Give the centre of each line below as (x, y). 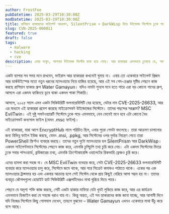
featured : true (21, 33)
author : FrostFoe (23, 10)
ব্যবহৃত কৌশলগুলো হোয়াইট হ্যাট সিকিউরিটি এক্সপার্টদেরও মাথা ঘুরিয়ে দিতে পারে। (61, 180)
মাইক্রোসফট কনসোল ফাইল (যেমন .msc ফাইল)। (42, 120)
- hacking (20, 52)
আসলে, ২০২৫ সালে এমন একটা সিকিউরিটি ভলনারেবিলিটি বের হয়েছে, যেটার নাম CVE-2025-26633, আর (84, 103)
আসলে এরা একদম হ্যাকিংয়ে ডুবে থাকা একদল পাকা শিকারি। (47, 93)
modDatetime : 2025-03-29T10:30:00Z (43, 19)
